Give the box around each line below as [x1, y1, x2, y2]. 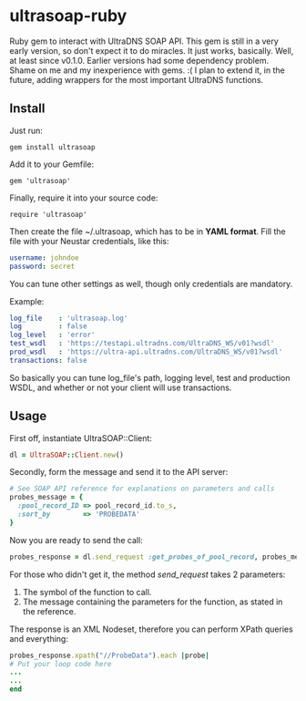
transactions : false [9, 356, 88, 365]
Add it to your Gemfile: [9, 159, 94, 170]
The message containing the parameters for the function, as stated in [22, 596, 283, 607]
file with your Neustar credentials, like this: [9, 235, 169, 246]
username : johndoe [9, 253, 79, 263]
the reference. [22, 605, 76, 616]
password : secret [9, 262, 76, 271]
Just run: [9, 125, 44, 136]
